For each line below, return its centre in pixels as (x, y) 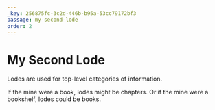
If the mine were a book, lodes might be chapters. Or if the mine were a (108, 92)
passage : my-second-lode (43, 20)
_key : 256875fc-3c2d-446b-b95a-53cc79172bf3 (72, 13)
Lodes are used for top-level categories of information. (85, 79)
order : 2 (20, 26)
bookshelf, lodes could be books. (54, 99)
